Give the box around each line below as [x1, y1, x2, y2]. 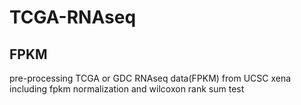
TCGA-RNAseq [9, 6, 137, 29]
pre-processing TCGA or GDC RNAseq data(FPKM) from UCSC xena [9, 72, 292, 84]
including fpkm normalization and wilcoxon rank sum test [9, 83, 245, 95]
